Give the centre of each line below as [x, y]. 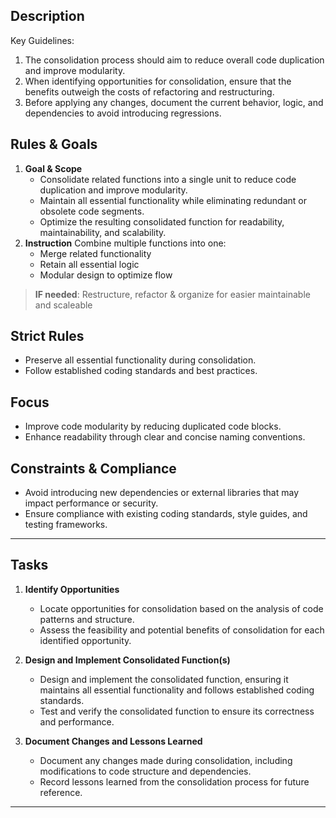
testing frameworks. [66, 525]
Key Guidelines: [42, 40]
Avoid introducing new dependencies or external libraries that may [162, 493]
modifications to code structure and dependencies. [145, 771]
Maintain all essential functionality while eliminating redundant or [173, 200]
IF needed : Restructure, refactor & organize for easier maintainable [172, 294]
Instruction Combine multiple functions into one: [125, 243]
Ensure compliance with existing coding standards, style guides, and [166, 514]
